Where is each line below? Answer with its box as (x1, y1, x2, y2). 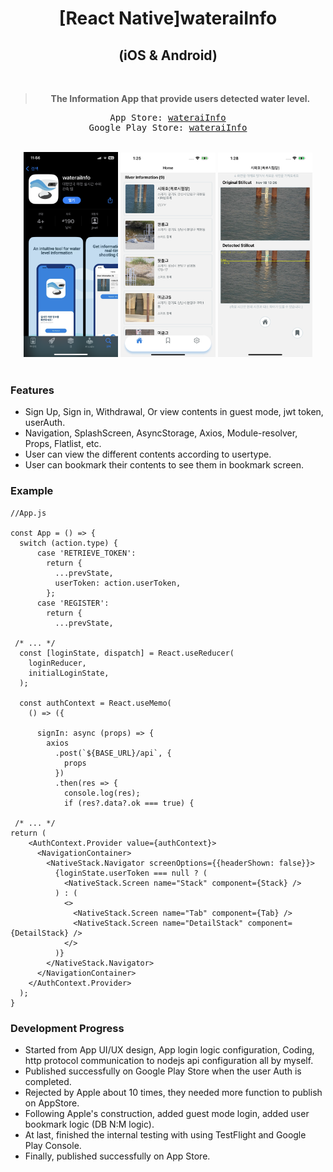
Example (10, 484, 54, 498)
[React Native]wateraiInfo (58, 7, 278, 30)
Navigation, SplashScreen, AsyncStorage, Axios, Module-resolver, (24, 427, 298, 439)
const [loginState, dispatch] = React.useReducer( (19, 648, 235, 658)
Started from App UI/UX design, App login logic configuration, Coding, (24, 1043, 315, 1056)
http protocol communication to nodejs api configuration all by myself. (24, 1054, 314, 1066)
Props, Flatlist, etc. (24, 438, 102, 450)
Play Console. (24, 1139, 82, 1151)
